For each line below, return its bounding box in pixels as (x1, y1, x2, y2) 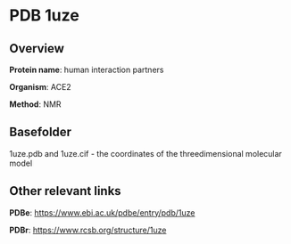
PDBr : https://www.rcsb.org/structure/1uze (9, 224, 167, 235)
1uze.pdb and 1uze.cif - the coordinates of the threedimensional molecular (9, 148, 283, 159)
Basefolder (9, 125, 72, 140)
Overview (9, 41, 65, 56)
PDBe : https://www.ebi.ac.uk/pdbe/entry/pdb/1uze (9, 207, 195, 218)
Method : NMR (9, 99, 62, 110)
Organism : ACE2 (9, 82, 71, 92)
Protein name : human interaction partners (9, 64, 164, 75)
